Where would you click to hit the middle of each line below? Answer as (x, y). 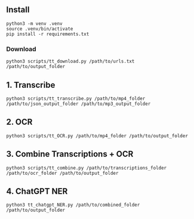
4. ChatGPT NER (37, 191)
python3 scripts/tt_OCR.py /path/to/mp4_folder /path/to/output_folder (97, 136)
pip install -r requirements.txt (48, 34)
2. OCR (19, 122)
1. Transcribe (31, 85)
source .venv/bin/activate (40, 29)
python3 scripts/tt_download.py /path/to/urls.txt (70, 61)
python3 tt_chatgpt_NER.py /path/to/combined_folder (73, 205)
